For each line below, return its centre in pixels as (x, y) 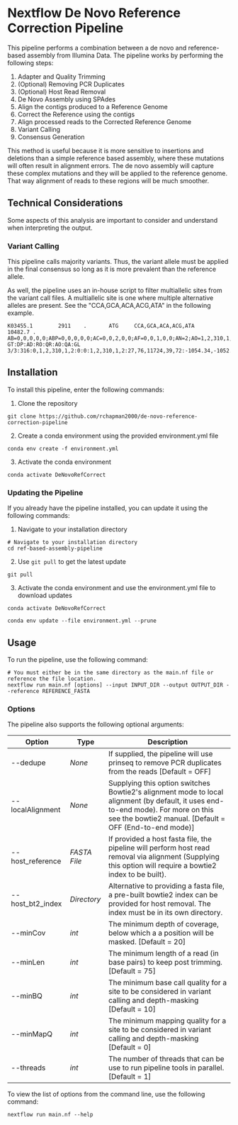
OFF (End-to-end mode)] (152, 828)
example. (21, 313)
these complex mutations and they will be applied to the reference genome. (118, 173)
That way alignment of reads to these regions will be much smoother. (108, 181)
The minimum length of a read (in (164, 953)
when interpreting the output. (50, 228)
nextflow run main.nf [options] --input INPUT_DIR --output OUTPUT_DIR (115, 685)
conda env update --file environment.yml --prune (82, 621)
